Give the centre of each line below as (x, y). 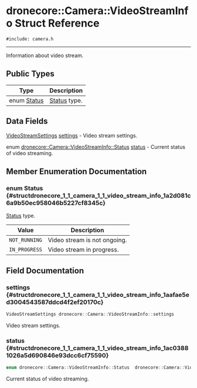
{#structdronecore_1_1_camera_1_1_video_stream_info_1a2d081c (98, 195)
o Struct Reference (53, 23)
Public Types (30, 74)
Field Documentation (45, 271)
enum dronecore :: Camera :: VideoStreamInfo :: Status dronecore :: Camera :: (95, 368)
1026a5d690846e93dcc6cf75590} (57, 355)
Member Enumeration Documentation (77, 171)
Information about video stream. (45, 55)
